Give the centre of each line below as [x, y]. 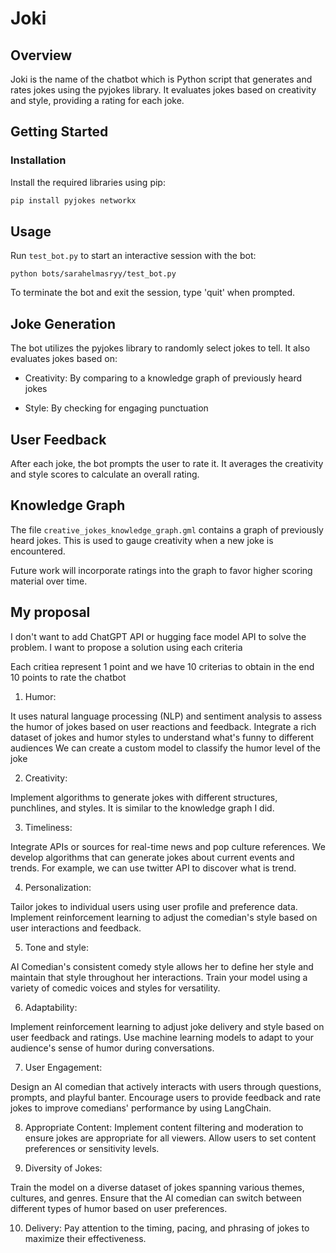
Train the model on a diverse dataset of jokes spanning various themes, [157, 1187]
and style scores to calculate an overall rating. [105, 474]
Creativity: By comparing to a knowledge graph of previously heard [163, 378]
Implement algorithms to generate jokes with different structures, [144, 797]
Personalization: [58, 887]
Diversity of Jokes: [63, 1168]
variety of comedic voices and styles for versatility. [115, 988]
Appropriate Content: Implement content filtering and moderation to [164, 1127]
